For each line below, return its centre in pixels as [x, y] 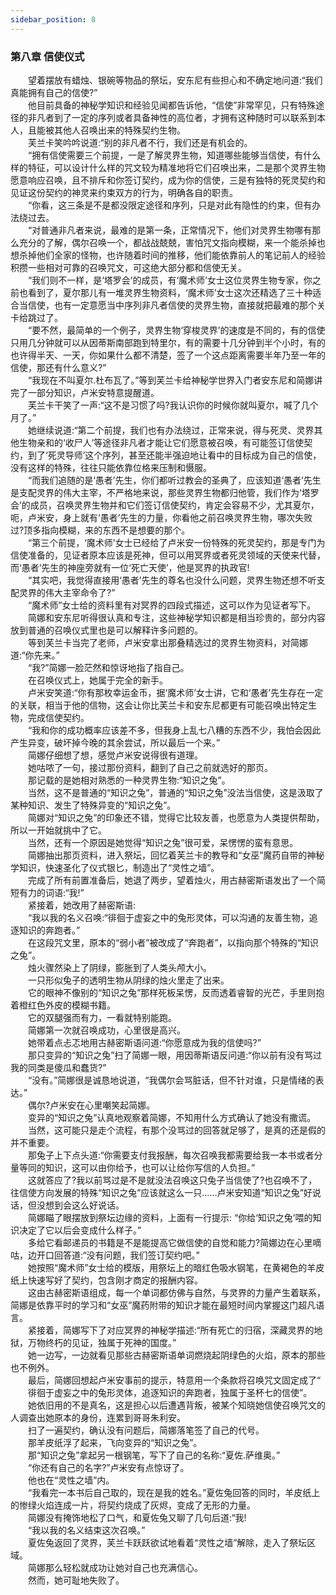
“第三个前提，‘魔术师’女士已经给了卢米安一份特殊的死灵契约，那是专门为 [176, 542]
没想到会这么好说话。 [80, 1205]
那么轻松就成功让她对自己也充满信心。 [123, 1567]
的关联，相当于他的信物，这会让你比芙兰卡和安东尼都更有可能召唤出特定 [159, 705]
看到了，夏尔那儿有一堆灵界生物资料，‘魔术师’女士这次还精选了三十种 [170, 292]
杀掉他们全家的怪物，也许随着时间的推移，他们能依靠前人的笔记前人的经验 [172, 255]
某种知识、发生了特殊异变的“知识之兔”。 [93, 805]
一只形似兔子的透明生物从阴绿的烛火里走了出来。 [128, 980]
